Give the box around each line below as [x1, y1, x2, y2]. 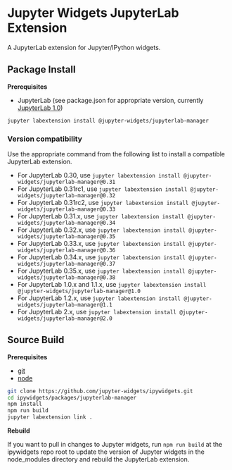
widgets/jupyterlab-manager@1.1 [17, 301, 112, 308]
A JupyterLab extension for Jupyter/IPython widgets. [7, 43, 161, 51]
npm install [7, 400, 42, 408]
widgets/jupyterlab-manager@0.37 [17, 260, 116, 267]
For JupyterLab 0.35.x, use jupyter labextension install [17, 266, 186, 275]
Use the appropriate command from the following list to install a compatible [7, 149, 226, 158]
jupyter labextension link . [7, 414, 93, 421]
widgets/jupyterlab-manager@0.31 [17, 178, 116, 185]
